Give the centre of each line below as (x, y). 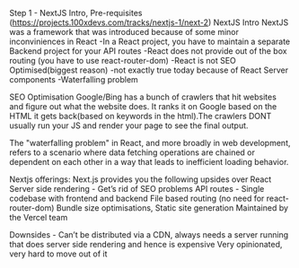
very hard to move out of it (58, 254)
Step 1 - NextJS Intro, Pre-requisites (76, 13)
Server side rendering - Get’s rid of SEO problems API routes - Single (137, 189)
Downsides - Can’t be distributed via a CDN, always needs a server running (149, 235)
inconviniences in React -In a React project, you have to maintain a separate (150, 41)
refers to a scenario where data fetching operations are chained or (132, 152)
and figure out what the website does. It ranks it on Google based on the (143, 106)
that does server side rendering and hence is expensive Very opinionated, (146, 244)
